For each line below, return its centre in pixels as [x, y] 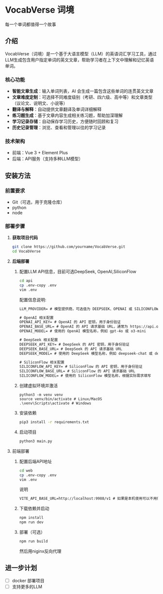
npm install [31, 518]
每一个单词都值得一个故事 [31, 24]
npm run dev [31, 522]
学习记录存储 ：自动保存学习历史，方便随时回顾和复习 [65, 121]
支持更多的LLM [27, 586]
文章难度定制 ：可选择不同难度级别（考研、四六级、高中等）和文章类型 [82, 97]
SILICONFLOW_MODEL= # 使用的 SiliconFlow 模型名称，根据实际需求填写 [85, 376]
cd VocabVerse [26, 251]
